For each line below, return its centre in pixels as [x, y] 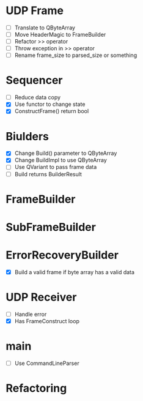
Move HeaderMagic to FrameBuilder [60, 35]
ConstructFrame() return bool [52, 111]
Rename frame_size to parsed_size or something [76, 55]
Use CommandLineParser [47, 363]
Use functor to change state [50, 104]
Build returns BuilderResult [48, 174]
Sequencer [34, 81]
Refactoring [36, 388]
